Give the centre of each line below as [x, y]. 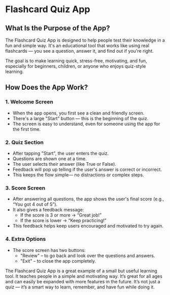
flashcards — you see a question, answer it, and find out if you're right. [79, 51]
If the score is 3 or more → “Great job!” [61, 215]
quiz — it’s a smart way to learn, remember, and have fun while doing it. [80, 287]
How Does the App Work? [47, 87]
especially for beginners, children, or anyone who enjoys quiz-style [76, 66]
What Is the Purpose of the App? [58, 28]
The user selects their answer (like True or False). [64, 164]
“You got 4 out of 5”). [35, 204]
